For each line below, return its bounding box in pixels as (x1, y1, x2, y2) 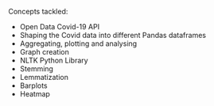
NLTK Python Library (19, 55, 89, 65)
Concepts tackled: (8, 7, 68, 16)
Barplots (19, 81, 48, 90)
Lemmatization (19, 73, 69, 81)
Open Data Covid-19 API (19, 22, 100, 31)
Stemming (19, 64, 54, 74)
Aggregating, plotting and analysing (19, 39, 138, 48)
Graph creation (19, 47, 69, 56)
